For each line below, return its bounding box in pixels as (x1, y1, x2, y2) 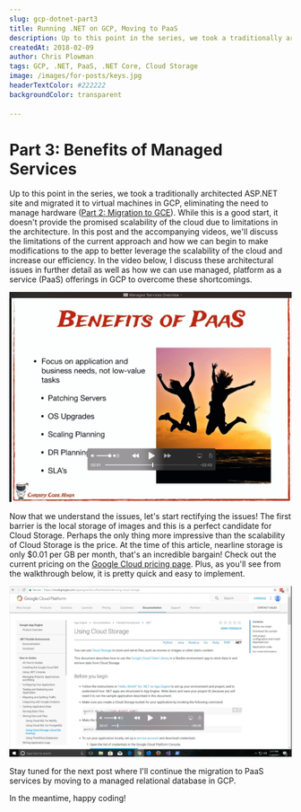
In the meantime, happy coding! (9, 793, 127, 804)
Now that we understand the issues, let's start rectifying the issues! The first (9, 510, 291, 521)
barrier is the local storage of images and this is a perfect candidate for (9, 520, 272, 531)
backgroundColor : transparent (9, 90, 123, 99)
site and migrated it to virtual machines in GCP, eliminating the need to (9, 198, 269, 208)
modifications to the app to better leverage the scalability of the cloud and (9, 245, 283, 256)
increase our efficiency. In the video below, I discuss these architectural (9, 255, 274, 266)
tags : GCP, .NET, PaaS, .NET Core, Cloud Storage (9, 62, 199, 71)
